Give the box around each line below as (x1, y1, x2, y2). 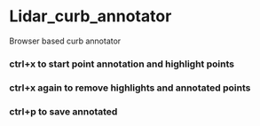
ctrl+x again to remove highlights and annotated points (9, 82, 251, 94)
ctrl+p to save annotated (9, 105, 118, 117)
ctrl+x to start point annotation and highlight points (9, 58, 235, 70)
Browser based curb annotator (9, 35, 122, 46)
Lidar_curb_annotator (9, 6, 172, 27)
